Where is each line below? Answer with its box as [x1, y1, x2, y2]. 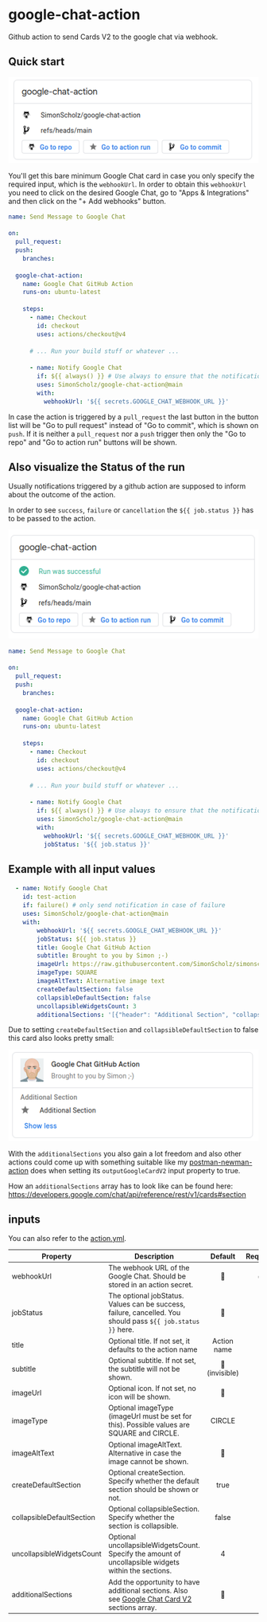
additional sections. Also [108, 1585, 188, 1595]
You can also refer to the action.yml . [8, 1234, 127, 1243]
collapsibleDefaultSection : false [37, 994, 151, 1002]
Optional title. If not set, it [108, 1336, 191, 1345]
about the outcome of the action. [8, 490, 116, 500]
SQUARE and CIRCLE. [108, 1428, 180, 1438]
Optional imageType [108, 1403, 174, 1412]
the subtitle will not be [108, 1364, 180, 1373]
